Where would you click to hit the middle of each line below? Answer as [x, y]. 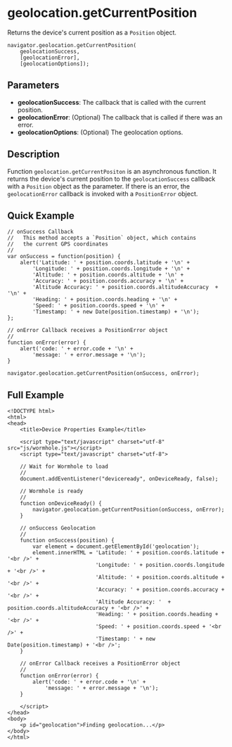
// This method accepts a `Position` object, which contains [102, 238]
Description [33, 154]
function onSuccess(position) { [67, 541]
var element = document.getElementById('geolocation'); [116, 547]
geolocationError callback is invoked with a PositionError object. [103, 193]
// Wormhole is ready [51, 491]
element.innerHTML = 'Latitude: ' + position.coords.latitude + [129, 553]
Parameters [33, 85]
